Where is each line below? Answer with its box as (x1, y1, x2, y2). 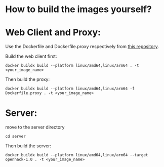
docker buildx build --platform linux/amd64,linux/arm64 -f (5, 86, 135, 92)
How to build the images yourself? (5, 4, 152, 15)
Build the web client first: (5, 53, 57, 59)
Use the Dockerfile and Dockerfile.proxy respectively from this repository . (5, 44, 159, 50)
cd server (5, 134, 26, 139)
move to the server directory (5, 124, 65, 130)
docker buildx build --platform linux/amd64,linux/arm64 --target (5, 153, 148, 158)
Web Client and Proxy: (5, 27, 101, 38)
